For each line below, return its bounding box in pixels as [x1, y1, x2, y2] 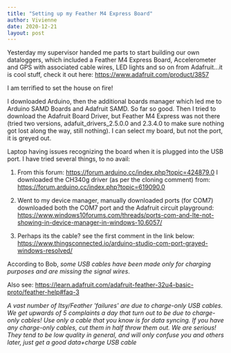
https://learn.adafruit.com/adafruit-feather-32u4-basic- [35, 281, 194, 289]
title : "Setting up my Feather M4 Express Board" [7, 10, 154, 17]
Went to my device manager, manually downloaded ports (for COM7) [17, 197, 214, 205]
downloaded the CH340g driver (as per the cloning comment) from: [17, 176, 211, 184]
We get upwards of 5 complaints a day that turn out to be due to [7, 309, 192, 317]
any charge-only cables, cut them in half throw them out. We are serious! [7, 323, 216, 332]
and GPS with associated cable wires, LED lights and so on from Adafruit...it [7, 63, 223, 71]
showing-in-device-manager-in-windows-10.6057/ [17, 219, 163, 227]
